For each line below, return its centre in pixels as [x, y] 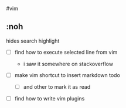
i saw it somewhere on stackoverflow [68, 64]
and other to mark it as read [57, 86]
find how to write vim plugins [50, 98]
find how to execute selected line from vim [66, 52]
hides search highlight [33, 41]
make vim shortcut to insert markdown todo [67, 75]
